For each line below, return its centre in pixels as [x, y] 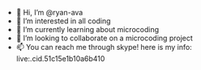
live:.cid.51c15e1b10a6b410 [60, 59]
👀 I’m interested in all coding [63, 21]
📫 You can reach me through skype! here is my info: [104, 47]
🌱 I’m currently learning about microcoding [88, 29]
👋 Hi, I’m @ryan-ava [49, 12]
